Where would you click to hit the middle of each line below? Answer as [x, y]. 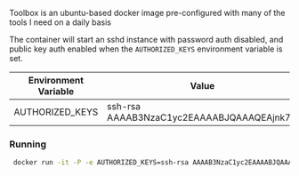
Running [28, 144]
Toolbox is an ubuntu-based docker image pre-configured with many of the [148, 13]
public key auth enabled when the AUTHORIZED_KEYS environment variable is [146, 49]
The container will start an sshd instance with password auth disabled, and [146, 40]
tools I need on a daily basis [60, 22]
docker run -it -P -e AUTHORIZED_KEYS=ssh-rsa [101, 163]
